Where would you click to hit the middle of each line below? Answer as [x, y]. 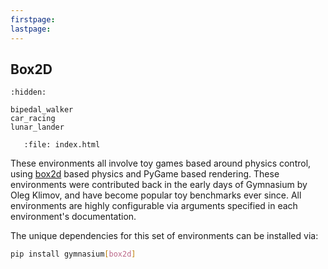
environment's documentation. [73, 217]
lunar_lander [37, 127]
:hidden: [28, 92]
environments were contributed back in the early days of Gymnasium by [159, 185]
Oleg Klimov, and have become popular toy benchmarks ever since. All [156, 195]
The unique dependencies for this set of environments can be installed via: [164, 236]
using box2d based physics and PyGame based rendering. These [145, 174]
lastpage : [31, 29]
